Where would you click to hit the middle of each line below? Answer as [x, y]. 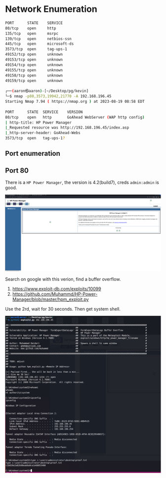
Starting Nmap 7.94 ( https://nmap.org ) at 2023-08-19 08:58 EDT [75, 102]
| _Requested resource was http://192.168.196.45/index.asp [67, 128]
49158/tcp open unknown [34, 75]
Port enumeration [33, 154]
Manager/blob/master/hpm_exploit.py [50, 299]
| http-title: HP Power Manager [38, 123]
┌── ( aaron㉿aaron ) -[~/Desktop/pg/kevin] [47, 91]
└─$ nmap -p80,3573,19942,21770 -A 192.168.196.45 [58, 96]
